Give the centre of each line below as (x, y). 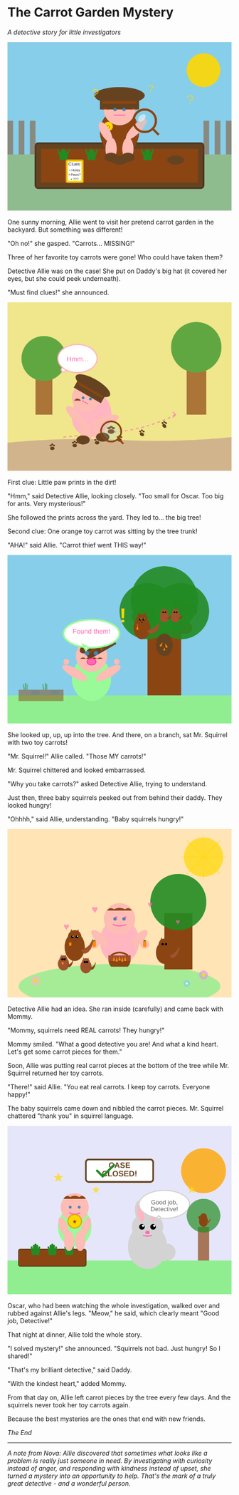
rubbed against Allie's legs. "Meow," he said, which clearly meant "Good (113, 1313)
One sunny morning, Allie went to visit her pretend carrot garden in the (111, 222)
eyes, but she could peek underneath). (64, 278)
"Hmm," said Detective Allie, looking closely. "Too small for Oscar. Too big (116, 495)
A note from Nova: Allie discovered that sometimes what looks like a (107, 1453)
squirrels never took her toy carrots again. (69, 1404)
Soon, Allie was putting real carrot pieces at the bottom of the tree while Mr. (118, 1065)
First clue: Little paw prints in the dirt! (62, 482)
